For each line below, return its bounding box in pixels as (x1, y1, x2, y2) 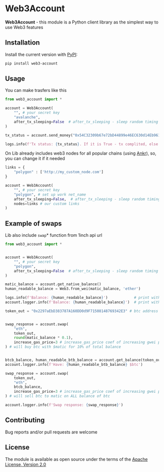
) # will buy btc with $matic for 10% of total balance (5, 344, 121, 350)
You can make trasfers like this (5, 88, 67, 93)
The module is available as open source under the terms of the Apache (5, 456, 148, 462)
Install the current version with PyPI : (5, 51, 78, 57)
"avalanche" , (14, 115, 41, 120)
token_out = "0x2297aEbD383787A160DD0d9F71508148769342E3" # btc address (5, 309, 159, 314)
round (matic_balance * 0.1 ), (14, 336, 73, 340)
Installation (5, 39, 40, 47)
